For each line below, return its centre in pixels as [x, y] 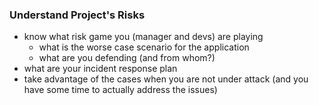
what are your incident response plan [100, 69]
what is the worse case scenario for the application [144, 47]
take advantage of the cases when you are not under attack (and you [166, 79]
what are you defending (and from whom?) [127, 58]
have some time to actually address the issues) [120, 90]
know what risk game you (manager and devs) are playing [143, 37]
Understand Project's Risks [77, 15]
